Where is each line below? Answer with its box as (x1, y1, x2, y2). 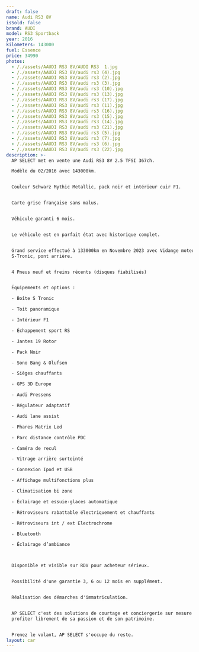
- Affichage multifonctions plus (11, 478, 94, 484)
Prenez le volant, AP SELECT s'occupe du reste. (11, 632, 134, 638)
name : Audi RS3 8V (6, 14, 52, 20)
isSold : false (6, 20, 41, 25)
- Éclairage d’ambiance (11, 542, 70, 548)
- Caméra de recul (11, 445, 57, 451)
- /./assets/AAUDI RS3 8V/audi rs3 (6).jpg (11, 140, 120, 147)
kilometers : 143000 (6, 42, 54, 48)
